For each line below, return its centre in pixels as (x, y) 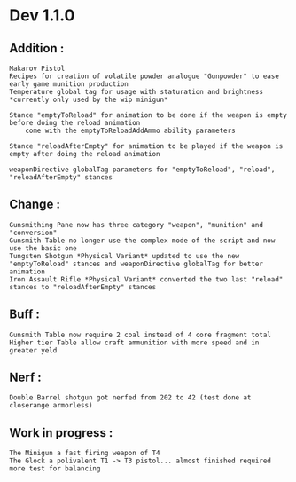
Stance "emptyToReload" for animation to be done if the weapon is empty (148, 115)
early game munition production (69, 84)
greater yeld (33, 350)
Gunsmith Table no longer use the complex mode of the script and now (142, 241)
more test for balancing (55, 469)
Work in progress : (61, 433)
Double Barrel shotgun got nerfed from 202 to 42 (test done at (130, 398)
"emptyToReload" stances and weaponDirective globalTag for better (136, 264)
